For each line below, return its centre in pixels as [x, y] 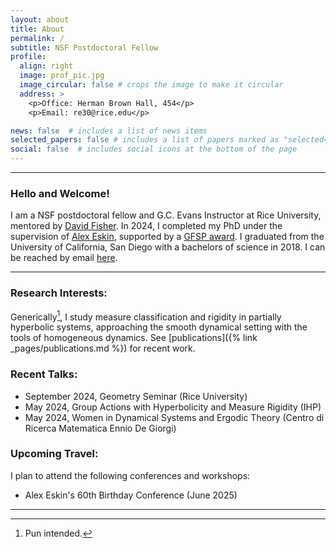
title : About [37, 29]
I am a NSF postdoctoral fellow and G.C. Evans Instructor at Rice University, [166, 215]
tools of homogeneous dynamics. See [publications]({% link [134, 338]
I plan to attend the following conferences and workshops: [130, 475]
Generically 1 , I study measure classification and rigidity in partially [146, 316]
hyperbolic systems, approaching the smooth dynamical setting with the [159, 327]
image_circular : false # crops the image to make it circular [151, 85]
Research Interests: [59, 293]
